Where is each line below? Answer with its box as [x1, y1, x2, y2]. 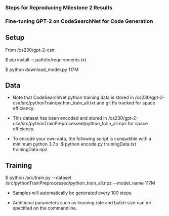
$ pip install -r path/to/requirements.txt [5, 56, 87, 62]
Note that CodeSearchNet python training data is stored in [12, 94, 134, 100]
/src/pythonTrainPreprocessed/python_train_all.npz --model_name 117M [5, 180, 155, 186]
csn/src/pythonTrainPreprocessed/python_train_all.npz [12, 121, 127, 127]
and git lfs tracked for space [96, 100, 155, 106]
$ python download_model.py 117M [5, 66, 79, 73]
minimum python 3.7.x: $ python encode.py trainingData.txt [12, 141, 137, 147]
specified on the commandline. [12, 205, 77, 211]
